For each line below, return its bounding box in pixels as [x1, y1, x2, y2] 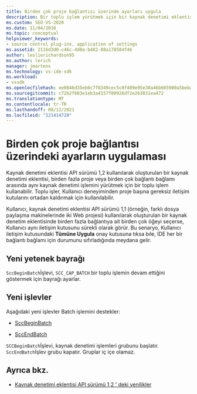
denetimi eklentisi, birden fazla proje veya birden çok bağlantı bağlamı [6, 175, 175, 182]
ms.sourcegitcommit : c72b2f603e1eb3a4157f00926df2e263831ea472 [6, 90, 164, 96]
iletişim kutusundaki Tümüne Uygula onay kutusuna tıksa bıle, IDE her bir [6, 230, 183, 237]
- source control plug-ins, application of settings [6, 42, 138, 47]
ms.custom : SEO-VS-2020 [6, 19, 64, 25]
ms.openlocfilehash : [6, 85, 57, 91]
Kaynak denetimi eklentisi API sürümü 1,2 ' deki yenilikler [14, 381, 152, 388]
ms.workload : [6, 74, 38, 80]
